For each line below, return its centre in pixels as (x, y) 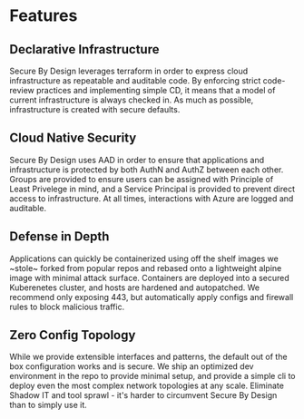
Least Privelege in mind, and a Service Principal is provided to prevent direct (152, 189)
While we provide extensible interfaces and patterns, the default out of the (148, 357)
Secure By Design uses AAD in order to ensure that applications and (137, 160)
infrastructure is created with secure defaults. (95, 109)
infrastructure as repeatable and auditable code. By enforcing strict (135, 81)
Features (44, 16)
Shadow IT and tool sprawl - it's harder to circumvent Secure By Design (143, 395)
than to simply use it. (49, 405)
